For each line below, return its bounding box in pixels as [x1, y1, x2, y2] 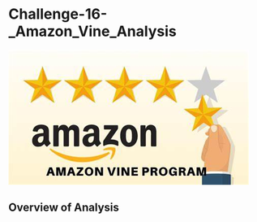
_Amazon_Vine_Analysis [8, 22, 177, 41]
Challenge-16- [8, 5, 108, 24]
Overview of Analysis [8, 201, 120, 215]
